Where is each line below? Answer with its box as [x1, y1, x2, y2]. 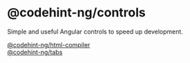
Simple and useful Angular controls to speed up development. [7, 27, 183, 36]
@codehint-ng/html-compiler [7, 40, 91, 49]
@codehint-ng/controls [7, 5, 146, 21]
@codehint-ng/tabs [7, 48, 63, 56]
